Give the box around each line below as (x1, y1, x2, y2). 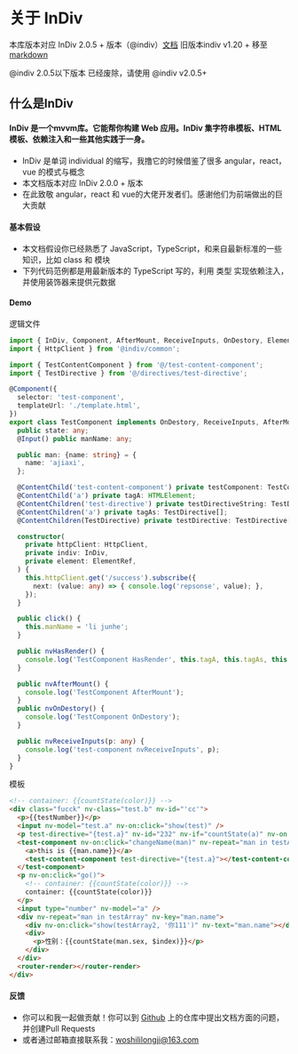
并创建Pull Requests (21, 1023, 96, 1034)
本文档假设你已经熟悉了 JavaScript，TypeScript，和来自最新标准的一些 (21, 243, 282, 253)
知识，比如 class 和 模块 (21, 254, 111, 265)
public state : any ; (17, 426, 90, 435)
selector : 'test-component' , (17, 393, 125, 402)
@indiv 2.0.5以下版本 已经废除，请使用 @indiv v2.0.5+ (9, 68, 208, 78)
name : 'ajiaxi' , (25, 459, 86, 468)
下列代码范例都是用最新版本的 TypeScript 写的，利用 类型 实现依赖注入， (21, 265, 289, 276)
